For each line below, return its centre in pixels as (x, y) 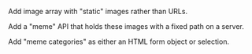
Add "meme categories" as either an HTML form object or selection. (119, 41)
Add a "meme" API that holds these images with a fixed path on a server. (126, 26)
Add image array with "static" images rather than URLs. (98, 11)
